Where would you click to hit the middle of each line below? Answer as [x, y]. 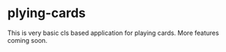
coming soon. [27, 40]
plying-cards [47, 13]
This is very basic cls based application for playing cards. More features [113, 33]
